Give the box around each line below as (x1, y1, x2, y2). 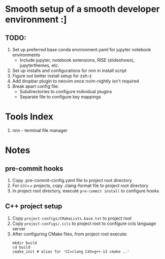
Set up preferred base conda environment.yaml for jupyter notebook (12, 47, 151, 52)
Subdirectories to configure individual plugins (19, 89, 112, 94)
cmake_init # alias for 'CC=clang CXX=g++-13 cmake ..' (12, 249, 130, 254)
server (12, 225, 26, 231)
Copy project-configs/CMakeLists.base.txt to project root (12, 215, 132, 221)
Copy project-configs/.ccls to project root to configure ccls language (12, 221, 156, 226)
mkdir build (12, 240, 37, 245)
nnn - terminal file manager (12, 127, 68, 133)
